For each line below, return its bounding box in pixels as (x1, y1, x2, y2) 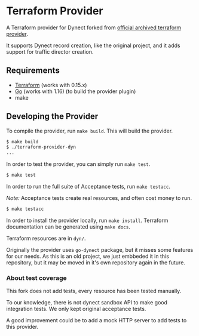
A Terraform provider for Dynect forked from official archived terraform (6, 24, 182, 31)
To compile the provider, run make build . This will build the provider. (6, 127, 173, 134)
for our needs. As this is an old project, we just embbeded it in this (6, 252, 169, 260)
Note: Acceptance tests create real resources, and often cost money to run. (6, 195, 192, 202)
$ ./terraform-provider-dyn (6, 144, 76, 150)
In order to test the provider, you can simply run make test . (6, 161, 151, 168)
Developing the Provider (6, 112, 99, 122)
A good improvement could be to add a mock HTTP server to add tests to (6, 317, 187, 324)
